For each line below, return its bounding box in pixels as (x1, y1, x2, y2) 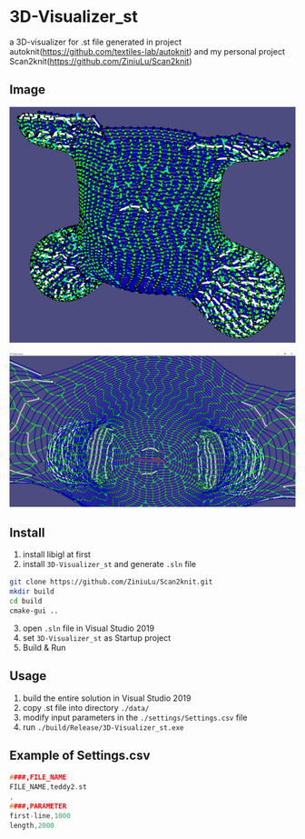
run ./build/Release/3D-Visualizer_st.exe (22, 721, 184, 733)
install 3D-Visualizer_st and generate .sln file (22, 559, 197, 570)
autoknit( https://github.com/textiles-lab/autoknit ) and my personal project (9, 45, 286, 56)
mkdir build (9, 587, 54, 596)
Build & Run (22, 642, 66, 653)
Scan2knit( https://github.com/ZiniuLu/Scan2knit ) (9, 55, 192, 66)
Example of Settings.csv (9, 747, 151, 763)
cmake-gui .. (9, 606, 59, 615)
